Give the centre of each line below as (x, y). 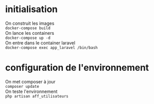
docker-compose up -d (28, 38)
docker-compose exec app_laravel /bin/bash (52, 47)
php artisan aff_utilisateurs (37, 96)
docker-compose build (28, 28)
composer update (22, 86)
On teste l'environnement (31, 91)
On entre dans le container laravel (40, 43)
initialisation (31, 9)
